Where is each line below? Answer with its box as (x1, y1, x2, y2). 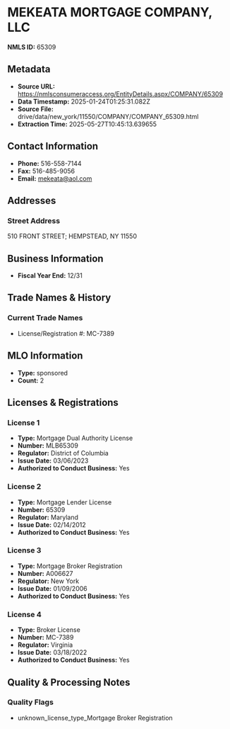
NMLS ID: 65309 (7, 43, 56, 51)
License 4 (7, 609, 42, 619)
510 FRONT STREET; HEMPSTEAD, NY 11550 (7, 232, 138, 241)
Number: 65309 (17, 505, 66, 514)
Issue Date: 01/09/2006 (17, 584, 87, 592)
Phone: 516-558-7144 (17, 159, 83, 167)
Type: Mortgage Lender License (17, 497, 112, 507)
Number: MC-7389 (17, 633, 74, 642)
